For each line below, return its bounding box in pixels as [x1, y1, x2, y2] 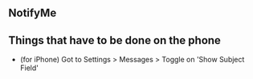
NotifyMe [8, 6, 57, 20]
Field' [19, 63, 39, 73]
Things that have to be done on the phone [8, 34, 221, 47]
